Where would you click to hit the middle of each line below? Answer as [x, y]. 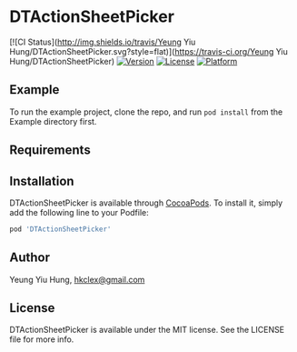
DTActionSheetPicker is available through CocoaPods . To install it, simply [146, 203]
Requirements [50, 151]
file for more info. [42, 339]
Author [30, 258]
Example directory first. [53, 121]
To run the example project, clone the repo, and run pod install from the [146, 112]
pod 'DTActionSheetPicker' [60, 229]
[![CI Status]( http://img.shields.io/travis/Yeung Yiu [103, 42]
